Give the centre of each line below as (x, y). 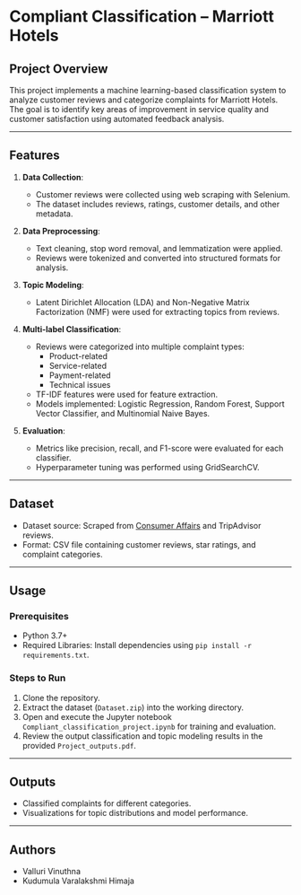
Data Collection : (53, 177)
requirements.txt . (56, 655)
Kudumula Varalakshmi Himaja (78, 881)
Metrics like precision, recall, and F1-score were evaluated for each (159, 448)
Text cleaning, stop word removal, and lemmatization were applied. (159, 248)
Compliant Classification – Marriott (142, 17)
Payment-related (80, 375)
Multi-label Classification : (72, 329)
